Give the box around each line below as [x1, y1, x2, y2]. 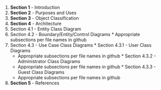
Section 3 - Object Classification [10, 15, 79, 21]
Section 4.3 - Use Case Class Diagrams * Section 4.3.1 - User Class [10, 42, 152, 48]
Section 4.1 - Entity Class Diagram [10, 26, 82, 32]
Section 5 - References [10, 80, 60, 86]
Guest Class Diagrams [17, 69, 65, 75]
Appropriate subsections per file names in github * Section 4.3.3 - [17, 64, 156, 70]
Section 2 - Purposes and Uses [10, 10, 76, 16]
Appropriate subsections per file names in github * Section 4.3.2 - [17, 53, 156, 59]
